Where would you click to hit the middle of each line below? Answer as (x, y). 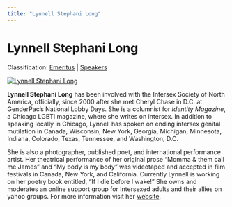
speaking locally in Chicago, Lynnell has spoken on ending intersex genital (114, 124)
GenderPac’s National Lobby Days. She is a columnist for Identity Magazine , (117, 109)
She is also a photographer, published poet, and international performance (114, 152)
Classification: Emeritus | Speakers (57, 67)
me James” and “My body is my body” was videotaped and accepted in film (116, 167)
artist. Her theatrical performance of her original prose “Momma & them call (116, 159)
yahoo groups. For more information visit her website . (84, 196)
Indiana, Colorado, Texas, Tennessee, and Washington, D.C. (93, 138)
